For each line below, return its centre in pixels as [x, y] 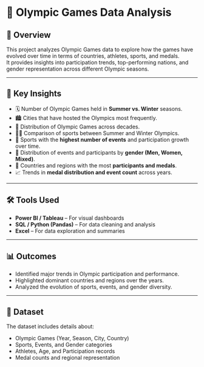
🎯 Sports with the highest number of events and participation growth [102, 139]
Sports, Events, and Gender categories [63, 345]
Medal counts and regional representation [67, 358]
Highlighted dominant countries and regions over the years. [89, 281]
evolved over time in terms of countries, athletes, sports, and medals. [93, 56]
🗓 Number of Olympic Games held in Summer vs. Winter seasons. [99, 108]
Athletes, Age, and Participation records [65, 351]
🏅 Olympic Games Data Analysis [89, 12]
